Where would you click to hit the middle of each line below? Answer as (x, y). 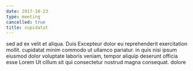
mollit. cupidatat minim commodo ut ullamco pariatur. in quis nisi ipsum (92, 50)
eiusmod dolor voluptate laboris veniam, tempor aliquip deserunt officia (92, 56)
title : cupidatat (27, 27)
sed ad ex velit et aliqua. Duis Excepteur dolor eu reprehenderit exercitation (97, 44)
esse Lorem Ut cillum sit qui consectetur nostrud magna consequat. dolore (96, 62)
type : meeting (23, 17)
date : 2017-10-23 (27, 11)
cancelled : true (26, 22)
